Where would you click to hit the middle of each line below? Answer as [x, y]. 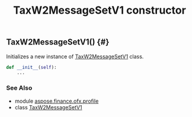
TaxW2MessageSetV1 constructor [100, 10]
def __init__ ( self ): [32, 67]
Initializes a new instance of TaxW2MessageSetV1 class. [75, 56]
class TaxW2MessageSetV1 [48, 107]
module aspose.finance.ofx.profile [57, 101]
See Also [19, 88]
